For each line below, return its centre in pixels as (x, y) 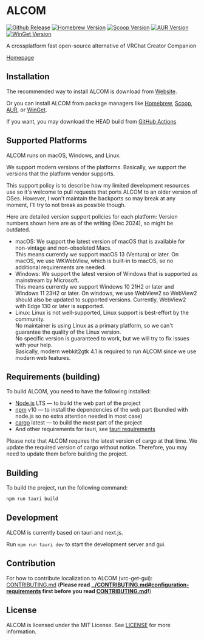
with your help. (34, 345)
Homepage (20, 57)
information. (22, 631)
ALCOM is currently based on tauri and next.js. (65, 532)
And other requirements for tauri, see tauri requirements (85, 429)
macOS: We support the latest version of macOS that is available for (100, 241)
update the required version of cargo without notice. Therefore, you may (97, 448)
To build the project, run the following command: (67, 488)
